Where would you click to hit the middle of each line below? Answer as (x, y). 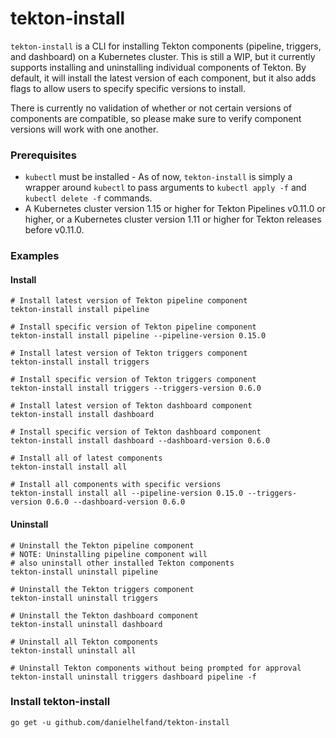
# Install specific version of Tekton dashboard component (136, 432)
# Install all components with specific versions (116, 485)
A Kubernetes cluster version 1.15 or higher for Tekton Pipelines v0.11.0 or (175, 209)
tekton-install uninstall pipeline (84, 572)
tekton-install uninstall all (73, 650)
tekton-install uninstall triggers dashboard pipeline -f (133, 677)
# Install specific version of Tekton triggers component (133, 380)
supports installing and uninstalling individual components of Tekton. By (158, 67)
